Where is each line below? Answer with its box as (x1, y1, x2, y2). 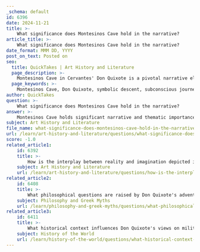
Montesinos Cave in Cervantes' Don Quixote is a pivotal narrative (17, 75, 187, 81)
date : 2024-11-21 (6, 20, 49, 26)
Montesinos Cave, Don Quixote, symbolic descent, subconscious (17, 87, 177, 93)
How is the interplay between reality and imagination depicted (27, 159, 190, 165)
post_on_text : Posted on (6, 53, 68, 59)
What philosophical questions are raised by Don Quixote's (27, 192, 177, 198)
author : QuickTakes (6, 92, 55, 98)
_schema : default (6, 8, 49, 15)
